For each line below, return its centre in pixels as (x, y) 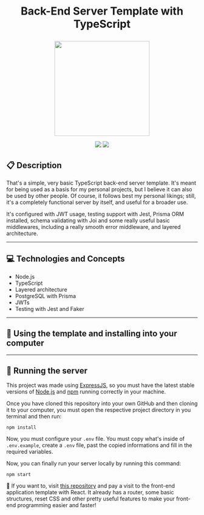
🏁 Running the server (47, 371)
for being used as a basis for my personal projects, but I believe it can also (99, 189)
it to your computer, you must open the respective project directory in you (99, 410)
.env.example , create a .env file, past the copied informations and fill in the (99, 445)
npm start (19, 475)
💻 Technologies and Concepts (66, 259)
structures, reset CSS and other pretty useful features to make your (90, 499)
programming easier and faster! (57, 505)
